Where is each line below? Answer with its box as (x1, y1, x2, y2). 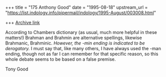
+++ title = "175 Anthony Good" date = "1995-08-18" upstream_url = (5, 5, 148, 10)
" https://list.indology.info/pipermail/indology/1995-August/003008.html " (5, 10, 156, 16)
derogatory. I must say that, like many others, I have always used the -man (5, 46, 161, 51)
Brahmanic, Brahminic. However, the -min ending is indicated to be (5, 40, 145, 46)
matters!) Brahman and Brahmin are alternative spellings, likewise (5, 35, 142, 41)
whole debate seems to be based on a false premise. (5, 56, 116, 62)
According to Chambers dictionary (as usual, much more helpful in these (5, 29, 157, 35)
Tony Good (5, 66, 29, 72)
